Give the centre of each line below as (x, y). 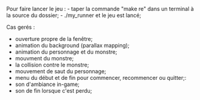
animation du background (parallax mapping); (72, 45)
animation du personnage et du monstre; (66, 52)
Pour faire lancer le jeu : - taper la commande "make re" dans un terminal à (100, 9)
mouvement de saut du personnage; (60, 71)
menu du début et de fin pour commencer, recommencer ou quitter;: (101, 78)
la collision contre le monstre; (52, 65)
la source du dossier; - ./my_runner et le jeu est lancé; (74, 15)
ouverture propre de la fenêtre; (54, 39)
